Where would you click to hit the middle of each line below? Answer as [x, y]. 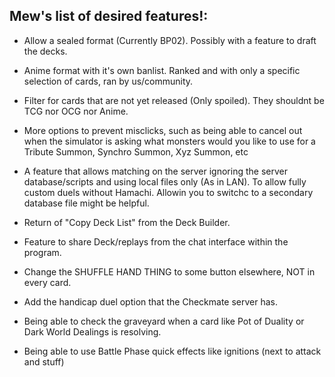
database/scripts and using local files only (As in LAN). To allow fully [165, 181]
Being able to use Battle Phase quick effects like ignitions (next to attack [172, 351]
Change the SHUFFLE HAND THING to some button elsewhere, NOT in [169, 271]
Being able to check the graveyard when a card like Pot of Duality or [164, 321]
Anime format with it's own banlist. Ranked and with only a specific [162, 70]
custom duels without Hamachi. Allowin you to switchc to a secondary [168, 192]
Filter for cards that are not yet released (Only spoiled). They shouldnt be [174, 100]
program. [42, 252]
